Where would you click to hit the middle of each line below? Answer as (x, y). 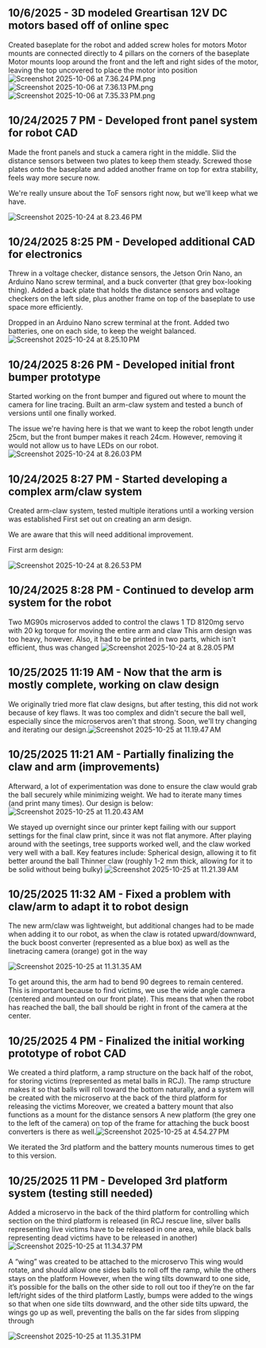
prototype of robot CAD (67, 1053)
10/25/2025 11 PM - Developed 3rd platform (118, 1180)
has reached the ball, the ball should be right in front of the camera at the (128, 1007)
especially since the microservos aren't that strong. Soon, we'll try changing (133, 721)
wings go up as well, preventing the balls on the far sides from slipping (124, 1312)
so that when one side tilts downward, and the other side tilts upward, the (128, 1303)
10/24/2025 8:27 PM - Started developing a (118, 479)
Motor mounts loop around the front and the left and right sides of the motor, (133, 61)
